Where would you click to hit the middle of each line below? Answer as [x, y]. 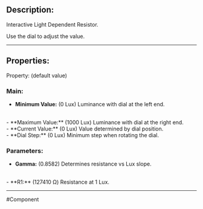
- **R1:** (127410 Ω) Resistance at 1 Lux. [58, 182]
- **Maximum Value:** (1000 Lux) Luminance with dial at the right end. [95, 122]
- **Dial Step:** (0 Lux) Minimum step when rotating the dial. [83, 135]
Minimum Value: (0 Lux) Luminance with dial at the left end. [90, 104]
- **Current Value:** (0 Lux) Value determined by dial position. [85, 129]
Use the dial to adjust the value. [46, 36]
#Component [23, 199]
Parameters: [25, 150]
